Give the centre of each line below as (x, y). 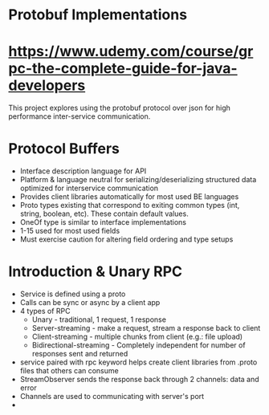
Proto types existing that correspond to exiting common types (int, (130, 205)
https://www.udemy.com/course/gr (131, 52)
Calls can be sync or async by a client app (90, 302)
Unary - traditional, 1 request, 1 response (99, 319)
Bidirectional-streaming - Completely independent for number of (139, 345)
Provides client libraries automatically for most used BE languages (129, 197)
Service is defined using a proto (73, 294)
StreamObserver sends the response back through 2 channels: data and (139, 379)
